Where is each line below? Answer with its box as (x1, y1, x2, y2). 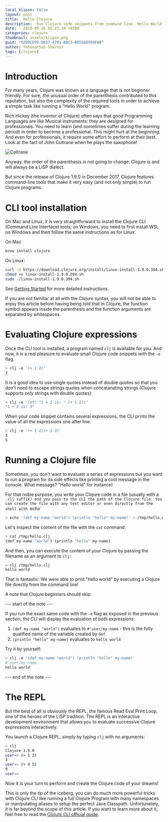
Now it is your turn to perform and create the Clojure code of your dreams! (5, 780, 159, 786)
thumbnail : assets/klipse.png (5, 36, 68, 41)
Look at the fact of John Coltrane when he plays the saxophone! (5, 140, 137, 146)
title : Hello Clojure (5, 17, 52, 22)
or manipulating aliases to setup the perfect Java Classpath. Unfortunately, (5, 800, 159, 806)
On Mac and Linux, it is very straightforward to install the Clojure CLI (5, 219, 146, 225)
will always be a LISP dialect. (5, 164, 65, 170)
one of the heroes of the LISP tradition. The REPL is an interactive (5, 713, 140, 719)
